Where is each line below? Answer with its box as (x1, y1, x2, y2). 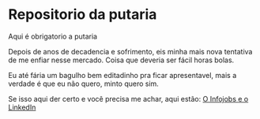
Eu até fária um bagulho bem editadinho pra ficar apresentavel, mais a (8, 70, 237, 80)
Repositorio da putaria (8, 6, 157, 24)
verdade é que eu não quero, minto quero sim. (8, 79, 160, 88)
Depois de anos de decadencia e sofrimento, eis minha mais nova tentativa (8, 46, 253, 56)
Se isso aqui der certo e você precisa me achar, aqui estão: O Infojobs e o (8, 94, 249, 103)
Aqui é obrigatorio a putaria (8, 32, 97, 41)
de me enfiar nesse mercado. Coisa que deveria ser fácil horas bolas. (8, 55, 235, 65)
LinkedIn (8, 102, 36, 112)
